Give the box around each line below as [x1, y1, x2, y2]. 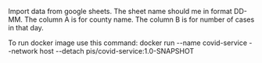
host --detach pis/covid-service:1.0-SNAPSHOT [39, 47, 195, 55]
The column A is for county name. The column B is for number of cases [24, 15, 255, 24]
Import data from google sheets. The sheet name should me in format [8, 7, 232, 16]
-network [8, 47, 38, 55]
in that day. [8, 23, 45, 32]
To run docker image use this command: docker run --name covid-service [8, 38, 248, 47]
